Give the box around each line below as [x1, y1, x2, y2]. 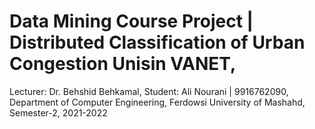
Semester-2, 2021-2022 [9, 106, 108, 119]
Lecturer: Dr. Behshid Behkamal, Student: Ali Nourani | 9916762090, [9, 85, 289, 97]
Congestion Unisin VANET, [9, 53, 237, 75]
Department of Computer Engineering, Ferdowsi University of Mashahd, [9, 96, 306, 108]
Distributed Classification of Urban [9, 31, 306, 54]
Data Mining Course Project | [9, 10, 254, 33]
